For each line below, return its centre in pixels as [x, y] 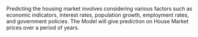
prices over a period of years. [43, 27]
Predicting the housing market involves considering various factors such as [99, 9]
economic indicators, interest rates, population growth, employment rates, [97, 15]
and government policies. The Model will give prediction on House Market [97, 21]
